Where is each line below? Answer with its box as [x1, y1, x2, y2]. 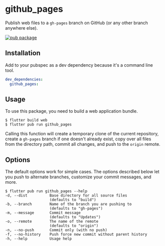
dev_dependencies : [5, 77, 43, 82]
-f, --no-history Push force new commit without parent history [5, 232, 148, 237]
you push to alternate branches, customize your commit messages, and [5, 174, 152, 180]
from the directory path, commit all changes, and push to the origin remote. [5, 141, 161, 147]
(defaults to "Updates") [49, 215, 101, 220]
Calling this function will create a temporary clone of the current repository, [5, 131, 159, 137]
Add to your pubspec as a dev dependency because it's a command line [5, 62, 153, 68]
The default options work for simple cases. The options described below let [5, 169, 160, 175]
